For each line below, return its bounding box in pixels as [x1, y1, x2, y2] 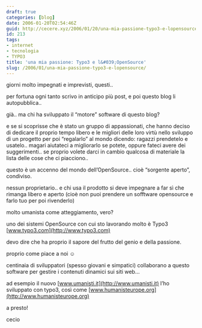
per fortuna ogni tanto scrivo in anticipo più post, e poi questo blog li [6, 93, 176, 100]
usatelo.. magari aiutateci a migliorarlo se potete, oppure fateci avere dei [6, 142, 186, 149]
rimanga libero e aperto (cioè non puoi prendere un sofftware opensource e [6, 191, 194, 198]
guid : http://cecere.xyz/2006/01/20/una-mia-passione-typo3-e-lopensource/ [6, 25, 200, 32]
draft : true [6, 8, 36, 15]
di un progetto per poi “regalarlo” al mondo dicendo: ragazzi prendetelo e [6, 135, 188, 143]
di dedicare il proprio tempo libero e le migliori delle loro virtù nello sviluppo [6, 129, 194, 136]
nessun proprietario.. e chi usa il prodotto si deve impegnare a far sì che [6, 184, 185, 191]
